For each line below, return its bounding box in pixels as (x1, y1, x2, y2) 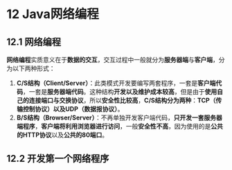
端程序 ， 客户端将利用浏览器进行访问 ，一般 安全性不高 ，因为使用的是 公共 (16, 122, 223, 130)
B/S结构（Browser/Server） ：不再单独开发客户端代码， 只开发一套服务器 (16, 113, 223, 122)
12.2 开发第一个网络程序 (6, 153, 109, 164)
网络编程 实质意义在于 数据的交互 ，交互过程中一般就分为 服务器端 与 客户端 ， (6, 56, 219, 64)
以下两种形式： (12, 64, 55, 73)
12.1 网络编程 (6, 36, 62, 48)
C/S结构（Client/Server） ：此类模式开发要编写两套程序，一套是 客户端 (16, 79, 216, 87)
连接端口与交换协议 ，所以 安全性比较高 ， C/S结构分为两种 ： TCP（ (28, 96, 216, 104)
